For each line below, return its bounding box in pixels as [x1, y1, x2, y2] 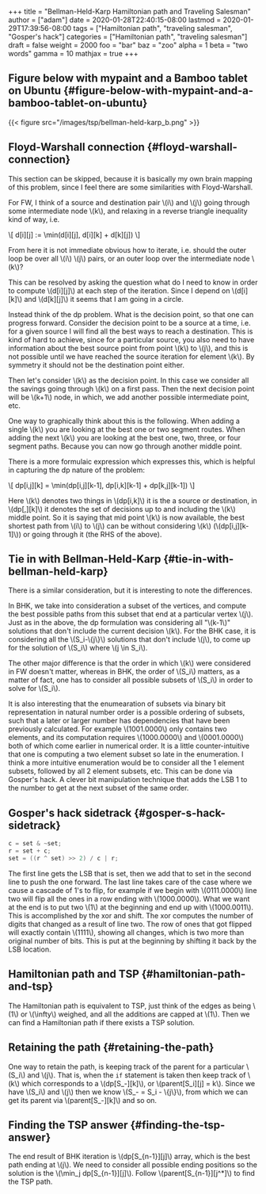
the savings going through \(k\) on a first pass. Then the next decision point [8, 383, 255, 393]
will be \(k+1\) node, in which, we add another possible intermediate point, [8, 392, 249, 402]
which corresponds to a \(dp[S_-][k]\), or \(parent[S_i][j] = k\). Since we [21, 1078, 256, 1088]
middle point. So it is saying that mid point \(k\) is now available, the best [8, 513, 245, 522]
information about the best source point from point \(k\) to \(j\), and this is [8, 343, 249, 353]
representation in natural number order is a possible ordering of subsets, [8, 708, 245, 717]
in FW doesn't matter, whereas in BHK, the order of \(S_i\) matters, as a [8, 667, 241, 677]
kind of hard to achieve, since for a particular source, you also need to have [8, 334, 255, 344]
